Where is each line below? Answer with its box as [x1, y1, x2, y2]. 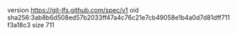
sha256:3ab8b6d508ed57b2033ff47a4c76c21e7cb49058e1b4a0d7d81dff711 [7, 13, 231, 22]
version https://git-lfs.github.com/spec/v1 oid [7, 6, 139, 14]
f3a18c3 [7, 21, 31, 29]
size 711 [32, 21, 54, 29]
